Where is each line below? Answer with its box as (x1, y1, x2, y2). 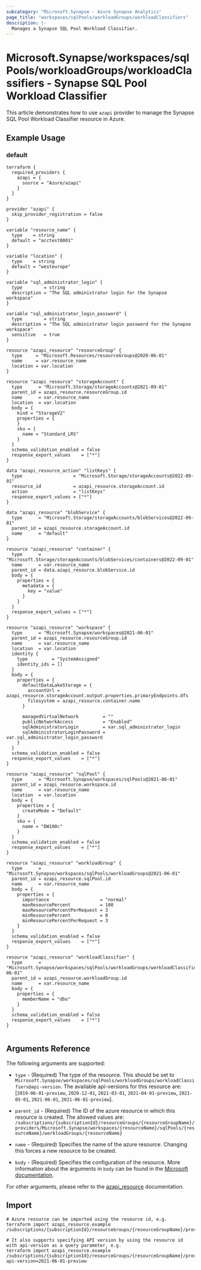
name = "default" (11, 530, 68, 536)
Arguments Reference (6, 1044, 91, 1054)
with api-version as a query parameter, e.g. (6, 1242, 121, 1248)
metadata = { (22, 582, 55, 589)
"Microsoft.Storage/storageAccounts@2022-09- (78, 473, 194, 479)
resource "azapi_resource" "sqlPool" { (6, 771, 106, 777)
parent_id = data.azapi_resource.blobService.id (11, 567, 135, 573)
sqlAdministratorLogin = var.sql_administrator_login (22, 724, 181, 730)
